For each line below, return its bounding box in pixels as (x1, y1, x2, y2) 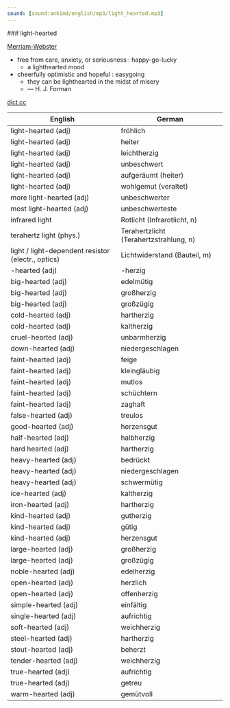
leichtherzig (120, 148, 159, 158)
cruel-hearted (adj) (10, 332, 74, 342)
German (156, 114, 183, 123)
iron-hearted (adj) (10, 499, 70, 509)
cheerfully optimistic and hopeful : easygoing (16, 70, 145, 78)
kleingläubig (120, 366, 160, 375)
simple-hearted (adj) (10, 600, 79, 609)
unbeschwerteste (120, 204, 177, 213)
